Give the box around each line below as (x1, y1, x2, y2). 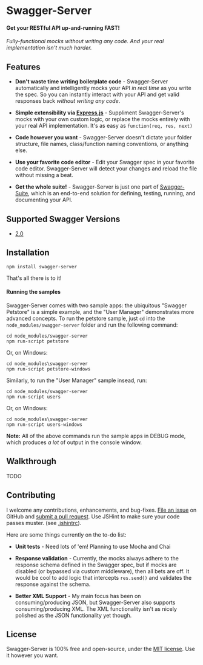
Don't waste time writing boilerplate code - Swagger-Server (15, 78, 168, 85)
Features (6, 61, 41, 72)
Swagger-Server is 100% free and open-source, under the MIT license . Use (6, 646, 195, 653)
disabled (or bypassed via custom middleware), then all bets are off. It (15, 567, 190, 575)
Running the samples (6, 288, 61, 296)
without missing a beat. (15, 172, 74, 179)
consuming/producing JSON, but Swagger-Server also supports (15, 599, 176, 606)
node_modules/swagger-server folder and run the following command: (6, 321, 178, 329)
